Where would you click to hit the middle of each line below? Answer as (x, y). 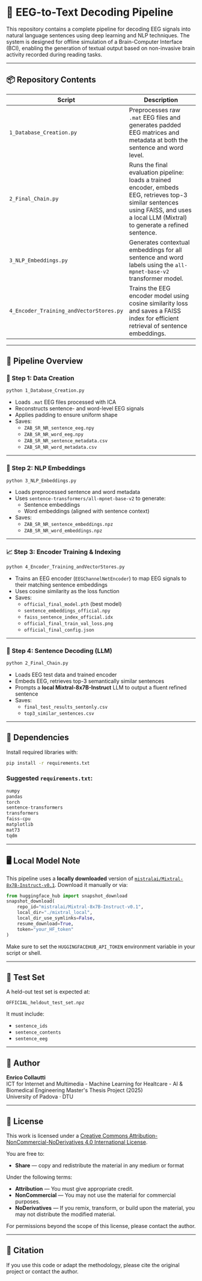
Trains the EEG (150, 288)
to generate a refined (159, 225)
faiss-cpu (19, 819)
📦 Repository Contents (51, 80)
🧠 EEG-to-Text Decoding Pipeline (90, 12)
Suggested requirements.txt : (50, 779)
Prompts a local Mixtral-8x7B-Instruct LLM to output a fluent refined (101, 687)
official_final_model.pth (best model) (73, 603)
